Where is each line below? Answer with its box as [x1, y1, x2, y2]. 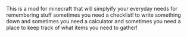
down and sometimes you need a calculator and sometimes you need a [6, 18, 181, 24]
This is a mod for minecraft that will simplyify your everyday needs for [6, 5, 177, 12]
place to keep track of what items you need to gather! [6, 24, 138, 31]
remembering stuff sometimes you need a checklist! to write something [6, 11, 181, 18]
